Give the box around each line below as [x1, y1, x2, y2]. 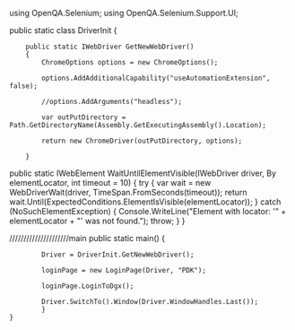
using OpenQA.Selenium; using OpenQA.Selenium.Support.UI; [9, 8, 239, 18]
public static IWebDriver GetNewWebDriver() [25, 42, 195, 51]
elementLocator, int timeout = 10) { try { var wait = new [9, 178, 212, 187]
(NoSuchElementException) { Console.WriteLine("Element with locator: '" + [9, 206, 287, 216]
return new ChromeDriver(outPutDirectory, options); [41, 136, 243, 145]
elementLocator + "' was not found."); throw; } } [9, 215, 186, 226]
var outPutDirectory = [41, 113, 126, 122]
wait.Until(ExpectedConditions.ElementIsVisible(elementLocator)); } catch [9, 196, 282, 207]
